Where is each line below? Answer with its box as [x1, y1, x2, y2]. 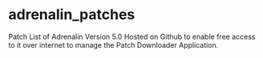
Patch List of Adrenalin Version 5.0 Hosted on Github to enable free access [8, 32, 256, 41]
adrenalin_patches [8, 6, 136, 24]
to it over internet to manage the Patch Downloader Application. [8, 40, 219, 49]
